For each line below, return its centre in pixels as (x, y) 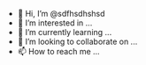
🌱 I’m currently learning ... (65, 32)
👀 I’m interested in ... (55, 23)
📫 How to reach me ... (58, 51)
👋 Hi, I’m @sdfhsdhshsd (61, 14)
